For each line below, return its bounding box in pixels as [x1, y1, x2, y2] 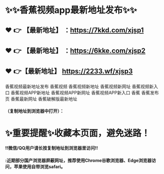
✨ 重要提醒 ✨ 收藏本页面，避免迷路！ [5, 127, 151, 139]
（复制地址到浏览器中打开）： [5, 108, 64, 114]
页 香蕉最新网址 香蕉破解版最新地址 [5, 95, 78, 102]
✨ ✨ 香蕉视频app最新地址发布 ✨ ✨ [5, 4, 137, 16]
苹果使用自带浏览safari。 [13, 164, 66, 170]
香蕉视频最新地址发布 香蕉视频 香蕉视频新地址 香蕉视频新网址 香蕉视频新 [5, 83, 154, 89]
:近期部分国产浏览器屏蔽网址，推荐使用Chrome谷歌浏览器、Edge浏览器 [5, 157, 152, 163]
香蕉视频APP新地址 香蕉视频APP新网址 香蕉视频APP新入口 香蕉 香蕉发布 [10, 89, 159, 95]
